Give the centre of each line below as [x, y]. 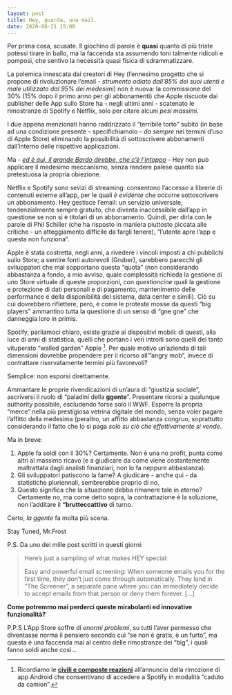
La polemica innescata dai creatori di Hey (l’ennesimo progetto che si [106, 74]
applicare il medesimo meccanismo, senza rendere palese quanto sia [105, 167]
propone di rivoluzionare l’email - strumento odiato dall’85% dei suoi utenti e [116, 82]
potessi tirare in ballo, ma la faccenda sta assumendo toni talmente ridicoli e [115, 53]
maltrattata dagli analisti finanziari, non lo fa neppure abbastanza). [111, 468]
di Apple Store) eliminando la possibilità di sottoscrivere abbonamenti [106, 139]
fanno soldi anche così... [42, 650]
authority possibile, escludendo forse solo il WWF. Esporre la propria [105, 405]
